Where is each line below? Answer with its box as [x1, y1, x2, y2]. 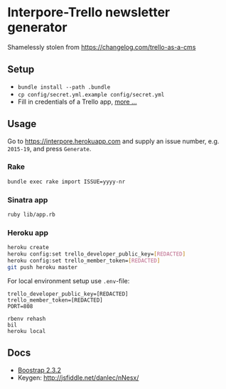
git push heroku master [7, 263, 78, 270]
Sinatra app [7, 194, 48, 204]
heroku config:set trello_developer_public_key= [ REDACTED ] [7, 251, 186, 258]
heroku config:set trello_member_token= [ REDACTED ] [7, 257, 161, 264]
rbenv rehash [7, 315, 46, 322]
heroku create [7, 244, 50, 251]
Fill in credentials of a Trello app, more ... [17, 97, 137, 106]
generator [7, 19, 68, 35]
